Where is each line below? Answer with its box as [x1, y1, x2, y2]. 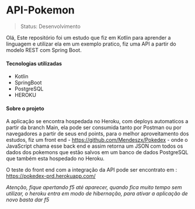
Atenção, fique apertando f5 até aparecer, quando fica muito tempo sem [6, 184, 182, 191]
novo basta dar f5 [6, 196, 50, 203]
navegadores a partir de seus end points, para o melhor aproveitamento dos [6, 130, 189, 137]
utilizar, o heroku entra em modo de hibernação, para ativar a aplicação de [6, 190, 188, 197]
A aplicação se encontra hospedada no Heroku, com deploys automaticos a [6, 118, 189, 125]
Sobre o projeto [6, 104, 44, 112]
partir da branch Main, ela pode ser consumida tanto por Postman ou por [6, 124, 182, 131]
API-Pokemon [6, 4, 75, 17]
